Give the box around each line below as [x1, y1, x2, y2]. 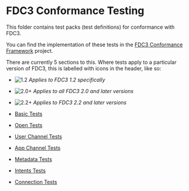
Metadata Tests [14, 155, 53, 162]
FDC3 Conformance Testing [6, 4, 145, 18]
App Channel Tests [14, 144, 61, 151]
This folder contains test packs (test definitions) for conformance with [6, 23, 175, 30]
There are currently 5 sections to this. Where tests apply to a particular [6, 59, 177, 66]
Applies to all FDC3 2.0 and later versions [33, 87, 134, 94]
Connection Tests [14, 178, 57, 185]
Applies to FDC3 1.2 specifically [29, 76, 105, 83]
